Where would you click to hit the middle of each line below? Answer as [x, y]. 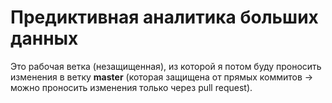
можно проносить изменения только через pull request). [131, 87]
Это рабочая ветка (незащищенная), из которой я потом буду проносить [166, 66]
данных [44, 38]
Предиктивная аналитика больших [164, 17]
